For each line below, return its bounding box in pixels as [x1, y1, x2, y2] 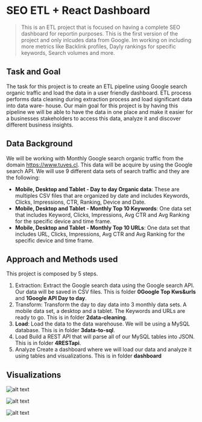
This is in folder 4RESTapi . [14, 339, 81, 347]
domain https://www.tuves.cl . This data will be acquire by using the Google [6, 161, 193, 168]
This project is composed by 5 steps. [6, 270, 98, 277]
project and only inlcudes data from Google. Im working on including [21, 36, 192, 43]
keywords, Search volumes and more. [21, 49, 115, 56]
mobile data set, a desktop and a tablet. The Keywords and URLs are [14, 307, 186, 315]
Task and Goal [6, 67, 61, 77]
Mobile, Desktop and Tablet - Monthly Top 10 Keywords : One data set [14, 204, 192, 212]
